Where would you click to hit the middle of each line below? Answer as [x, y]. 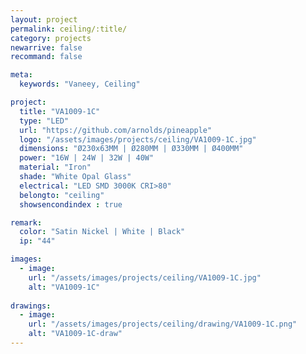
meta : [21, 75]
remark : [26, 222]
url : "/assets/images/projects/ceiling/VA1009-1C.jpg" [145, 277]
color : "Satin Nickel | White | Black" [102, 232]
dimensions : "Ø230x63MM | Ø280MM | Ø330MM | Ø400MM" [131, 149]
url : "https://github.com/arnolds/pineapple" [116, 130]
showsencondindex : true [71, 204]
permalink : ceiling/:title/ [69, 29]
